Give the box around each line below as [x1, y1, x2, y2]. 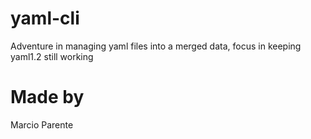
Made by [10, 86, 85, 109]
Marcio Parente [10, 118, 74, 131]
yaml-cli [10, 7, 80, 30]
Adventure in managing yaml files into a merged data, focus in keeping [10, 40, 302, 52]
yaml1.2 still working [10, 50, 94, 62]
